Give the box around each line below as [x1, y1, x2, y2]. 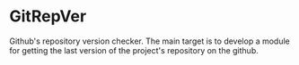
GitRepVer [9, 6, 87, 27]
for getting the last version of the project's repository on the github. [9, 45, 259, 55]
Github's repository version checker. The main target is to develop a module [9, 36, 290, 46]
